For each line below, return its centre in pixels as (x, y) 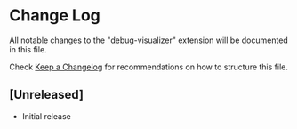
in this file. (28, 49)
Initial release (46, 116)
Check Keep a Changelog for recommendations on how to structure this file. (149, 67)
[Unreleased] (47, 95)
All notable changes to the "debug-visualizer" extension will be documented (149, 40)
